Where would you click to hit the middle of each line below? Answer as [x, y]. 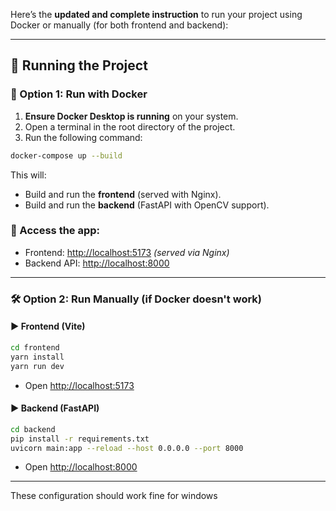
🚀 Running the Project [79, 65]
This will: [28, 175]
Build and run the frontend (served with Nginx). [123, 194]
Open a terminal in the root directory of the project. [130, 126]
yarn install [37, 357]
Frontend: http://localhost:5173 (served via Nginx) [127, 252]
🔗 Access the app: [55, 231]
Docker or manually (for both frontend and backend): [119, 25]
